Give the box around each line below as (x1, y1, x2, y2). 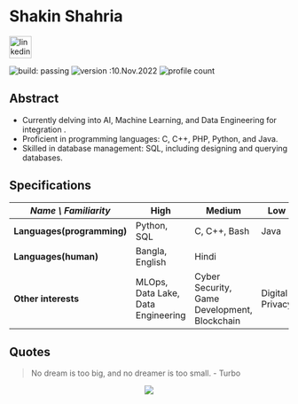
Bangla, (136, 245, 167, 257)
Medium (205, 204, 242, 216)
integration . (21, 124, 67, 135)
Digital (261, 286, 288, 299)
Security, (194, 281, 232, 293)
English (136, 255, 167, 268)
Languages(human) (13, 250, 99, 262)
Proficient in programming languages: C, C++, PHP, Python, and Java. (21, 133, 278, 144)
